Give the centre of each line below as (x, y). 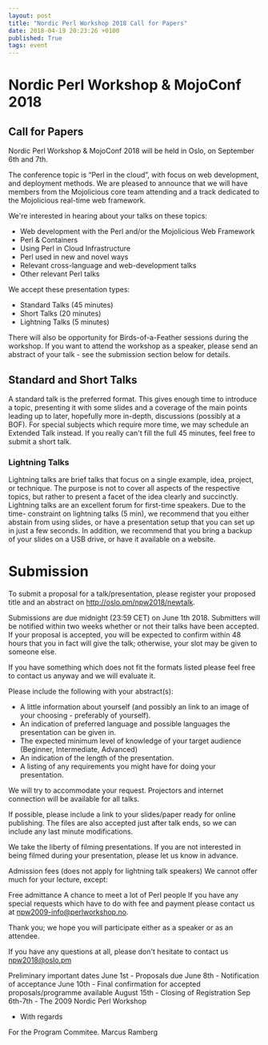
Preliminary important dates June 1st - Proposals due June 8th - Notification (134, 976)
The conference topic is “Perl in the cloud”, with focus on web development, (134, 175)
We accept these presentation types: (69, 290)
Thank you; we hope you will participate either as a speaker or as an (121, 928)
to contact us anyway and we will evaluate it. (82, 676)
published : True (35, 38)
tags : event (28, 46)
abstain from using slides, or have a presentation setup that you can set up (132, 522)
